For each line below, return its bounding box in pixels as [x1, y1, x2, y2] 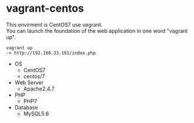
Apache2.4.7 [23, 85, 55, 92]
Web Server [14, 78, 44, 86]
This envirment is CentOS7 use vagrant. [6, 21, 103, 28]
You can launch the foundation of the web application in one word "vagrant [6, 27, 188, 34]
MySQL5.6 [23, 110, 49, 117]
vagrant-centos [6, 2, 84, 15]
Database [14, 104, 38, 111]
